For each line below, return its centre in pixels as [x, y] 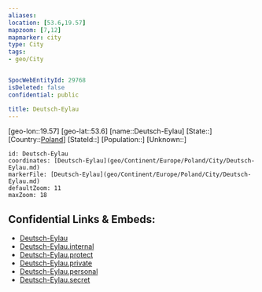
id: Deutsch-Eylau [38, 154]
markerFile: [28, 175]
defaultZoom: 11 [35, 188]
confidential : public [44, 95]
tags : [17, 52]
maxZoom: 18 [28, 195]
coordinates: [30, 161]
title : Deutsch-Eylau [44, 109]
